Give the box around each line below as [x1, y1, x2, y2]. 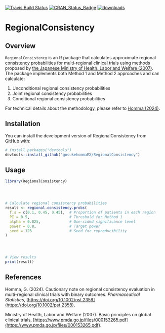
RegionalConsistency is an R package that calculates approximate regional [5, 55, 156, 60]
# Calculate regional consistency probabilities [5, 201, 107, 206]
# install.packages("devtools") [5, 147, 72, 153]
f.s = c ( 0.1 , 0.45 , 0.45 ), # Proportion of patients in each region [9, 210, 156, 215]
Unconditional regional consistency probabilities [12, 85, 111, 91]
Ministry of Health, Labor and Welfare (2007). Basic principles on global [5, 311, 151, 317]
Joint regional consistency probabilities [12, 90, 92, 96]
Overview [5, 42, 36, 50]
